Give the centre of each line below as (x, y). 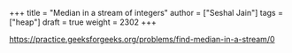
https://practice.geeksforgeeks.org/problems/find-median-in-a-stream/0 (142, 39)
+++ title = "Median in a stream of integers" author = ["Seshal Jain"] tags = (146, 13)
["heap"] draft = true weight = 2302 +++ (83, 22)
